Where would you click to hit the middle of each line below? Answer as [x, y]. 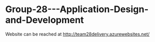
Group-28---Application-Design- [77, 9]
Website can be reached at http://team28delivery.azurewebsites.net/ [77, 34]
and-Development [45, 20]
